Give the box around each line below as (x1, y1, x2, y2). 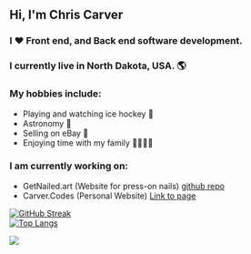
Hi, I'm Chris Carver (9, 7, 124, 23)
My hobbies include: (9, 87, 102, 100)
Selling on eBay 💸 (22, 127, 89, 138)
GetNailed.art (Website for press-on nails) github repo (22, 180, 226, 191)
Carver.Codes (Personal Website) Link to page (22, 190, 196, 201)
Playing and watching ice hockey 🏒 (22, 108, 155, 119)
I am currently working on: (9, 159, 129, 172)
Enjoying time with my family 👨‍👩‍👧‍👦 (22, 137, 154, 148)
